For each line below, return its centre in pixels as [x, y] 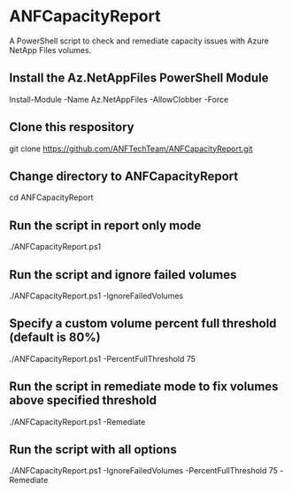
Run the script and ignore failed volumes [123, 275]
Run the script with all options [93, 450]
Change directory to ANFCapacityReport [124, 176]
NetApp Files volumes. [50, 50]
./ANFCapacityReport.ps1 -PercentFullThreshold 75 [103, 358]
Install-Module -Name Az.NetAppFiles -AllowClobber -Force [119, 99]
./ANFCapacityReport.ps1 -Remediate [77, 421]
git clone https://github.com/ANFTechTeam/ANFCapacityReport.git [131, 149]
